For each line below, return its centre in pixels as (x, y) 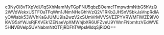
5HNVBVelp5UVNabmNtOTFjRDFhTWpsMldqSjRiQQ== (60, 27)
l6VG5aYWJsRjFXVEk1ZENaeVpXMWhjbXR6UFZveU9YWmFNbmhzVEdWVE (82, 22)
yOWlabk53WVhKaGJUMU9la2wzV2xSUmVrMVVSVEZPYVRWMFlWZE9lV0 (82, 17)
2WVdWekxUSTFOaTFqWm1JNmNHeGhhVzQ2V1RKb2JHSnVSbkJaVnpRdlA (82, 12)
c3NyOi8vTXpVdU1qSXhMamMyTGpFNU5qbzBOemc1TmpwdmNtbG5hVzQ (81, 7)
